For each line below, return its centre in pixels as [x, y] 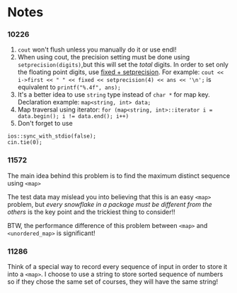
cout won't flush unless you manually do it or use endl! [97, 49]
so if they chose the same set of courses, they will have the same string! [112, 282]
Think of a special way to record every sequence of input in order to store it [117, 267]
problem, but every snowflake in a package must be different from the [110, 204]
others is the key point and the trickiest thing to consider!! [91, 212]
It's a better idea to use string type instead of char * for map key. [114, 95]
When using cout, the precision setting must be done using [104, 57]
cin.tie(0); [25, 143]
